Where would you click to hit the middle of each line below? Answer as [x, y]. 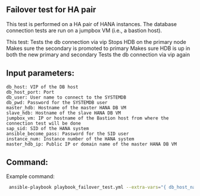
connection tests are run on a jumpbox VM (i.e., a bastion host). [84, 30]
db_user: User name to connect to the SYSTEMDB [66, 97]
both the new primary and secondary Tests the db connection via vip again [98, 54]
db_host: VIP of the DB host [42, 87]
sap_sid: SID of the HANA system [48, 128]
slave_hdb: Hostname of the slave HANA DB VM [63, 113]
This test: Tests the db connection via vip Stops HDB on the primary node [96, 42]
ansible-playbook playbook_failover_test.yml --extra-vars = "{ [87, 187]
